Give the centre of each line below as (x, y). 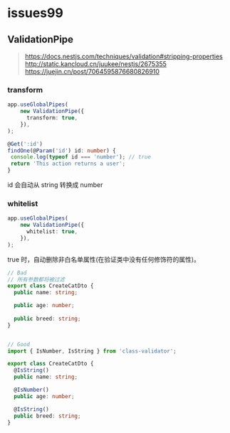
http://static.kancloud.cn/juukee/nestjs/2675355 (96, 64)
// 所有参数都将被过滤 (36, 279)
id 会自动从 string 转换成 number (55, 185)
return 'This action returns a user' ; (68, 164)
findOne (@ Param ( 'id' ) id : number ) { (62, 151)
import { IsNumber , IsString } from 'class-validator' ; (92, 351)
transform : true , (52, 118)
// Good (19, 344)
